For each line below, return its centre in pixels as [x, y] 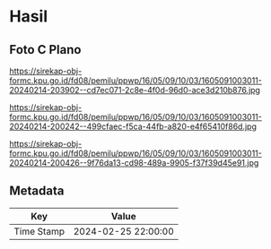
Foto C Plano [45, 50]
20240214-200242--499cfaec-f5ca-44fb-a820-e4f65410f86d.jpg [133, 126]
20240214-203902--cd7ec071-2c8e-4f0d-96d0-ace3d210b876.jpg [135, 90]
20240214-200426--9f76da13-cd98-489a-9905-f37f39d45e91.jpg [134, 163]
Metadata [37, 191]
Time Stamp [39, 231]
